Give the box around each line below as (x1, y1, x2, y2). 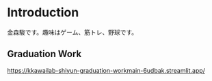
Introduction (7, 5, 79, 20)
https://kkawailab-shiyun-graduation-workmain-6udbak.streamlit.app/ (7, 66, 205, 74)
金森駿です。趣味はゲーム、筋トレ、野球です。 (7, 28, 138, 36)
